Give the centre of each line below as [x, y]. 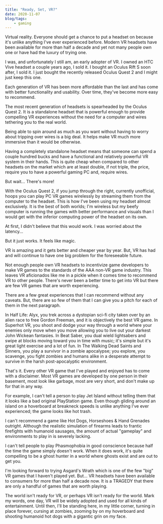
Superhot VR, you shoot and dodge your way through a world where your [79, 325]
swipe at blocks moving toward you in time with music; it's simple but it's [78, 341]
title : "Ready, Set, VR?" [31, 9]
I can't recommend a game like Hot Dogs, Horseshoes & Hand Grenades [77, 421]
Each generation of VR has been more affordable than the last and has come [82, 87]
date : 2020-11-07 [23, 14]
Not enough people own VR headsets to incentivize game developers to [77, 265]
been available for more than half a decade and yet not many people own [78, 47]
